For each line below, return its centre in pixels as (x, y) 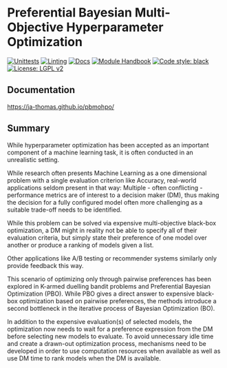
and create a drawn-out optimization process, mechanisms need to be (107, 343)
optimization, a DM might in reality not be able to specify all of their (102, 230)
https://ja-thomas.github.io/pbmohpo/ (61, 106)
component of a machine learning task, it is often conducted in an (100, 152)
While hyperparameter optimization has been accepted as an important (108, 145)
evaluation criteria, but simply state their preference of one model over (107, 237)
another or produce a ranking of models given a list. (80, 245)
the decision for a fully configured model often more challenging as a (105, 202)
